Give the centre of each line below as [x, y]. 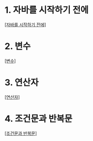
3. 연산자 [22, 83]
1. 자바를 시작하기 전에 [47, 10]
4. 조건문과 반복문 [39, 119]
